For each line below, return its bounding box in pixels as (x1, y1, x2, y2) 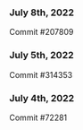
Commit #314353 (9, 69, 73, 80)
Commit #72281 (9, 112, 68, 123)
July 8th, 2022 (9, 6, 74, 19)
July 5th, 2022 (9, 49, 74, 62)
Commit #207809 (9, 27, 74, 38)
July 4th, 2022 (9, 91, 75, 104)
